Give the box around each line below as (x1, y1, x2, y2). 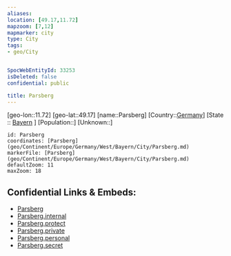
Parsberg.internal (17, 212, 67, 220)
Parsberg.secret (17, 242, 63, 250)
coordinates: (7, 138, 45, 145)
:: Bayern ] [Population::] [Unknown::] (7, 118, 113, 127)
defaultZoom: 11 (7, 162, 54, 169)
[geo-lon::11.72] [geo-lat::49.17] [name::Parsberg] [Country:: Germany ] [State (7, 111, 224, 119)
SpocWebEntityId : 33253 (7, 67, 76, 74)
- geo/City (7, 49, 39, 56)
